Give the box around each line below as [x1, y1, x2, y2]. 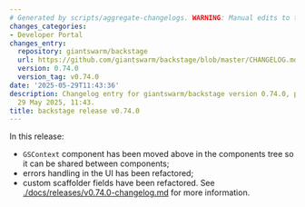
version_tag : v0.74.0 [17, 73, 100, 82]
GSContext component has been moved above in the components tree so [22, 149, 294, 160]
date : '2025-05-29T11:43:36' [9, 81, 120, 90]
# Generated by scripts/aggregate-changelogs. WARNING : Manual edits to [9, 13, 290, 23]
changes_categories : [9, 22, 88, 31]
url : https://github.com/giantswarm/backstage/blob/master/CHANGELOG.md [17, 55, 299, 64]
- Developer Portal [9, 30, 84, 39]
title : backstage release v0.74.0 [9, 106, 141, 115]
